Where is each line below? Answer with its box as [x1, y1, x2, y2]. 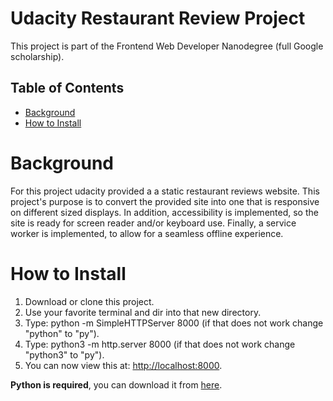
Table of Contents [10, 80, 125, 97]
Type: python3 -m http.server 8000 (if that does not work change [24, 338, 296, 350]
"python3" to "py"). [24, 348, 105, 361]
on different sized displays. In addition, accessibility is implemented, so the [10, 206, 319, 218]
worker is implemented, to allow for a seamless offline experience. [10, 227, 284, 239]
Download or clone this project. [24, 295, 155, 307]
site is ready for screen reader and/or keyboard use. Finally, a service [10, 217, 297, 229]
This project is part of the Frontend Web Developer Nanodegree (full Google [10, 40, 324, 52]
